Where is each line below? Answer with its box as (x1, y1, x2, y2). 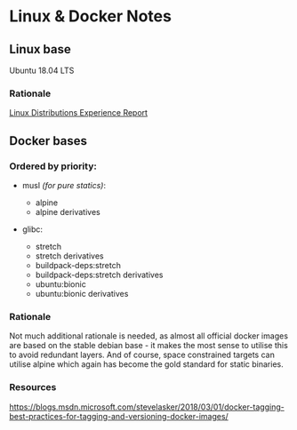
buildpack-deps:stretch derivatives (35, 269, 164, 280)
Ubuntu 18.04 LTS (9, 65, 75, 76)
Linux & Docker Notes (9, 6, 172, 27)
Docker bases (9, 133, 87, 148)
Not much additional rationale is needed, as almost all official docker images (9, 330, 289, 341)
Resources (9, 381, 57, 394)
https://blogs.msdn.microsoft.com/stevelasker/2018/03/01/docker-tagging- (9, 402, 285, 412)
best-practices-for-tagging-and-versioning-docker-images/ (9, 410, 229, 421)
